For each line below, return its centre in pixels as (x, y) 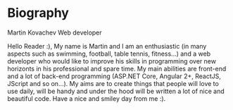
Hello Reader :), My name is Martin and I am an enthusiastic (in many (107, 46)
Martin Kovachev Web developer (55, 32)
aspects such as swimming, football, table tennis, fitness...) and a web (109, 54)
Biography (38, 13)
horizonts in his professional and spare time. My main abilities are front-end (117, 68)
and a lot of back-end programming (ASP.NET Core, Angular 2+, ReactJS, (114, 76)
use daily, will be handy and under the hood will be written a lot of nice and (116, 91)
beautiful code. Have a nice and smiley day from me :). (87, 98)
